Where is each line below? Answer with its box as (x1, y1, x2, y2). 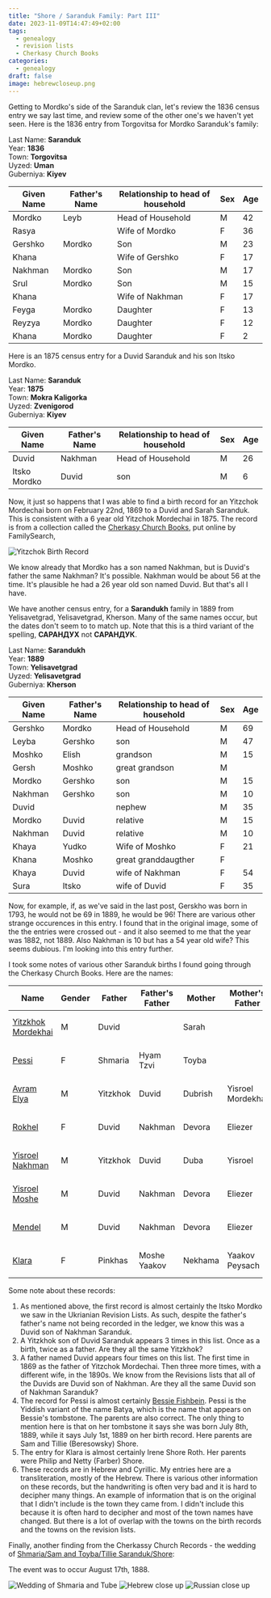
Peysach (227, 1259, 261, 1270)
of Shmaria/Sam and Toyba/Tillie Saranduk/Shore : (8, 1549, 175, 1558)
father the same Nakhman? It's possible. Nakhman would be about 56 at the (8, 571, 261, 581)
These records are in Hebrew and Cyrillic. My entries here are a (19, 1465, 231, 1474)
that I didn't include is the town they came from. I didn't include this (19, 1499, 244, 1508)
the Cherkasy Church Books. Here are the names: (8, 968, 173, 978)
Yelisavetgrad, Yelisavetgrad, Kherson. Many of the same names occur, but (8, 612, 258, 622)
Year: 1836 (8, 143, 45, 153)
